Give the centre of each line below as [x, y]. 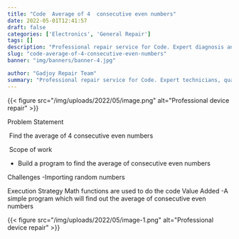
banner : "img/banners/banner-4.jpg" [62, 61]
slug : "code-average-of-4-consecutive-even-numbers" [87, 54]
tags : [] [20, 41]
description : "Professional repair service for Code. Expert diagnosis [116, 47]
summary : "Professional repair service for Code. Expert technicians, [114, 80]
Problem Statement [36, 121]
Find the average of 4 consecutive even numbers [81, 136]
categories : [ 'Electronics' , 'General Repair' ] [79, 34]
